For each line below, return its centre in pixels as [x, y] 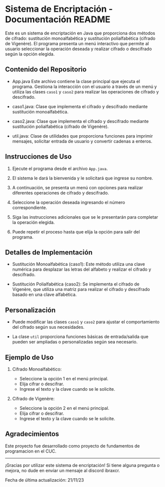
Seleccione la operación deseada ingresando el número [69, 202]
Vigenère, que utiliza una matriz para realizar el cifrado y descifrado [81, 289]
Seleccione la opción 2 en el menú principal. [64, 408]
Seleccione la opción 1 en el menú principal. [64, 379]
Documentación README [58, 19]
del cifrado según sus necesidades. [48, 327]
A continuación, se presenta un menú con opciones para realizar [78, 187]
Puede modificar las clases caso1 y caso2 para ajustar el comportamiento [86, 322]
